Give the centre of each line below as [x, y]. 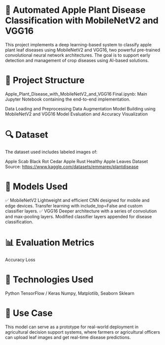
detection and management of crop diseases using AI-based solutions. [77, 60]
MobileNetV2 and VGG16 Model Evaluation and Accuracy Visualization [76, 114]
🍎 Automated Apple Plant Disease [75, 10]
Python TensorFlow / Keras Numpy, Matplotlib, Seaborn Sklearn [70, 293]
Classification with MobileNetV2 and [82, 20]
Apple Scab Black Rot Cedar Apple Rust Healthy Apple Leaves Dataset [77, 161]
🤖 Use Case [29, 313]
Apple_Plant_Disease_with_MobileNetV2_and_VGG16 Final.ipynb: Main [76, 94]
